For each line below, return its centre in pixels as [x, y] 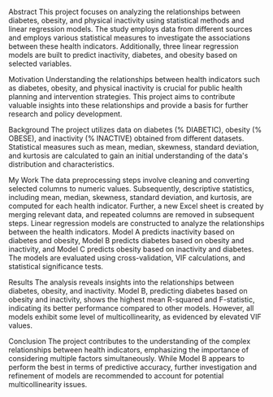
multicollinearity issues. [48, 384]
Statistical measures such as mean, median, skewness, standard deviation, [134, 147]
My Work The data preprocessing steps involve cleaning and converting [129, 180]
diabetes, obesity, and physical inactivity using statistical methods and [126, 20]
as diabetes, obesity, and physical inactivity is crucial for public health [126, 88]
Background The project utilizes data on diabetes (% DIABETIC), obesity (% [135, 130]
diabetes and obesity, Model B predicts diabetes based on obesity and [126, 240]
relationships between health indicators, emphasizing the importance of [129, 350]
